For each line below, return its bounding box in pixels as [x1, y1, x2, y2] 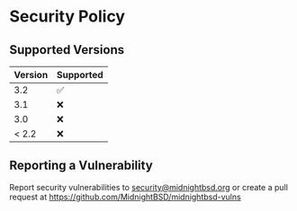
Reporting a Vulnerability [9, 158, 153, 173]
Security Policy [9, 6, 126, 27]
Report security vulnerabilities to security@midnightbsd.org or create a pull [9, 181, 288, 192]
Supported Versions [9, 42, 124, 57]
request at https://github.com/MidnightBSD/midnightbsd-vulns [9, 191, 241, 202]
